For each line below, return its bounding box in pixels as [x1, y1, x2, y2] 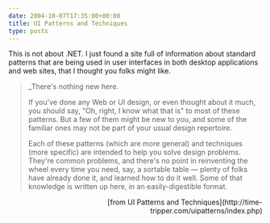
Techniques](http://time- [181, 197, 263, 207]
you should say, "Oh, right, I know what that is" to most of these [27, 106, 240, 116]
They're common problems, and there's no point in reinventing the [27, 156, 248, 166]
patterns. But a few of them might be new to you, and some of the [27, 115, 247, 124]
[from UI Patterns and [107, 197, 180, 207]
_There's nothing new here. [27, 82, 119, 91]
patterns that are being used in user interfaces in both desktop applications [8, 57, 259, 67]
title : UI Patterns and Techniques [8, 19, 128, 27]
